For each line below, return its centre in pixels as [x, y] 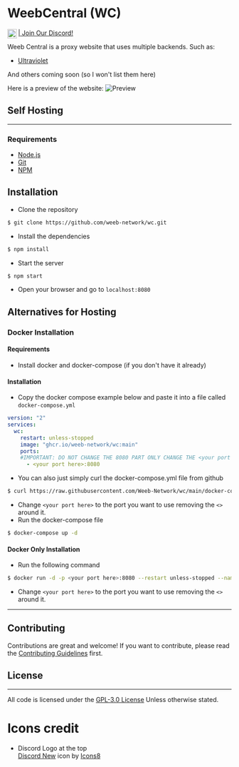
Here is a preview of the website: [56, 88]
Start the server [41, 263]
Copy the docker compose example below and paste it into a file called [122, 397]
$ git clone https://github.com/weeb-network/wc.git [87, 223]
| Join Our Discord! [46, 33]
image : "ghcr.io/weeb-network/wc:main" [79, 445]
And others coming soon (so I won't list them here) [82, 74]
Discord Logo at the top [52, 748]
